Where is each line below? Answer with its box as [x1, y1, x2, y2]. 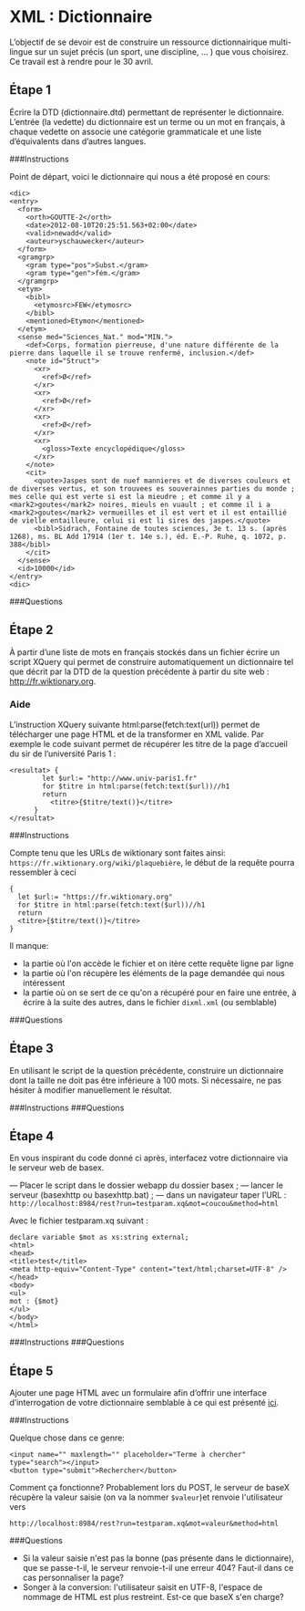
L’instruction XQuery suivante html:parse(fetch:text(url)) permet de [9, 719, 260, 730]
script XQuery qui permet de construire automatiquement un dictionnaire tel [9, 656, 294, 667]
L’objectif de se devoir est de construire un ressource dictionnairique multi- [9, 36, 292, 47]
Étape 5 [9, 1363, 54, 1378]
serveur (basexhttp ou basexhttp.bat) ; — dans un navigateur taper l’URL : [9, 1190, 287, 1200]
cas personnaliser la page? [22, 1572, 125, 1584]
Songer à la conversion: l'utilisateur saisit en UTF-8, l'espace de [22, 1582, 263, 1593]
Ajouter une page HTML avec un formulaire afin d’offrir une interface [9, 1388, 267, 1398]
